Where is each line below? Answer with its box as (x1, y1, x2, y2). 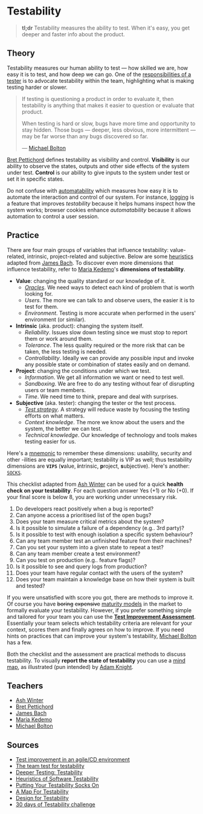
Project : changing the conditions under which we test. (15, 367, 151, 374)
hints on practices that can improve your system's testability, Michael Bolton (7, 632, 197, 639)
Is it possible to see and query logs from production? (15, 563, 147, 570)
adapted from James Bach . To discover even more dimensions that (7, 259, 174, 266)
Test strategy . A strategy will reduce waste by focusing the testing (24, 405, 190, 413)
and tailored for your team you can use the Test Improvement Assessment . (7, 613, 196, 620)
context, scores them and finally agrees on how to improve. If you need (7, 625, 184, 633)
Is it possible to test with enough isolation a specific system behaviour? (15, 531, 193, 538)
